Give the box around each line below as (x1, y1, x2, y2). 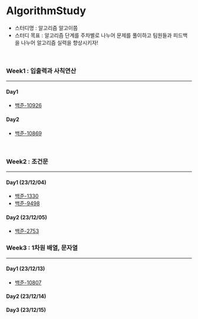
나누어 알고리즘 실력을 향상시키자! (21, 39, 98, 46)
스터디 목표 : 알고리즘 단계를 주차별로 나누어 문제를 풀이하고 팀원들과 (14, 31, 172, 39)
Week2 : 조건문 (6, 157, 48, 166)
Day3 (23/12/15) (6, 307, 46, 314)
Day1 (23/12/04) (6, 179, 47, 186)
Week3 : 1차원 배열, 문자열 (6, 244, 78, 252)
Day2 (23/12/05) (6, 213, 47, 221)
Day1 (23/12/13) (6, 265, 45, 272)
